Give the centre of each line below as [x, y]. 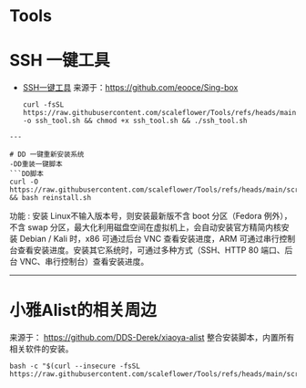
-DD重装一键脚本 [36, 164]
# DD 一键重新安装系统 [47, 155]
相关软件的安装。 [41, 349]
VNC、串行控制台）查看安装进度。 [84, 262]
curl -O [24, 182]
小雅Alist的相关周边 [83, 310]
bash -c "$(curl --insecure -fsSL [75, 366]
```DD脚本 [26, 174]
